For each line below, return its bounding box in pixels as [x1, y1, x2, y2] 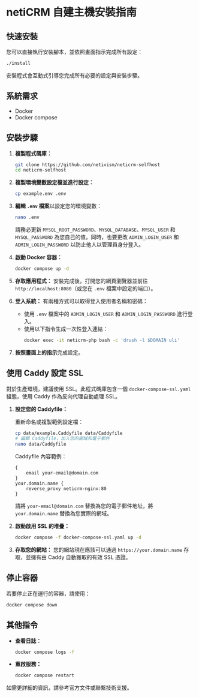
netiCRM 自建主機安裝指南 [6, 5, 137, 19]
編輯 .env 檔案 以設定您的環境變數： [14, 202, 102, 210]
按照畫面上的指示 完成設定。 [14, 348, 84, 356]
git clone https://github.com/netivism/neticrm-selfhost [14, 161, 161, 168]
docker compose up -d [14, 266, 69, 272]
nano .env [14, 214, 40, 221]
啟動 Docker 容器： [14, 254, 63, 261]
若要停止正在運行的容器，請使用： [6, 590, 91, 597]
